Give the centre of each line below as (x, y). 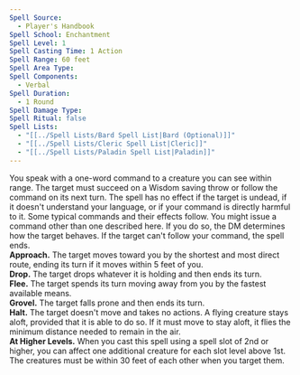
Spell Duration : (40, 93)
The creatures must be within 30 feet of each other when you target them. (147, 360)
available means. (41, 293)
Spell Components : (44, 77)
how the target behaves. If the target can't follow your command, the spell (147, 235)
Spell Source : (36, 18)
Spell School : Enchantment (60, 34)
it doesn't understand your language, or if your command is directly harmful (150, 206)
